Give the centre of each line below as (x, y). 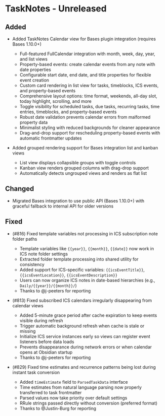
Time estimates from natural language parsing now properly (81, 387)
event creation (34, 80)
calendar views (28, 305)
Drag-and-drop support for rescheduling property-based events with (90, 133)
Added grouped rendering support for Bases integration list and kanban (85, 148)
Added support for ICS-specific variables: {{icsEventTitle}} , (82, 270)
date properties (35, 69)
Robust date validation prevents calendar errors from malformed (85, 117)
